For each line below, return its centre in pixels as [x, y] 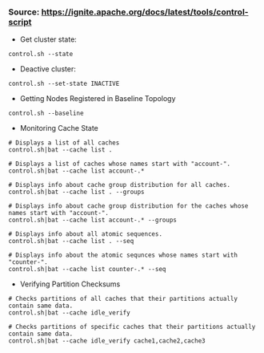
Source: [24, 12]
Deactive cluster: [48, 69]
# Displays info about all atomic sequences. [85, 234]
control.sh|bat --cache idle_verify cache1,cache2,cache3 [107, 341]
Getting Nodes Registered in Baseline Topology [98, 99]
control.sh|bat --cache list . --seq [71, 241]
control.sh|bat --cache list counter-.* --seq [87, 270]
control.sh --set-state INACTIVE [64, 84]
